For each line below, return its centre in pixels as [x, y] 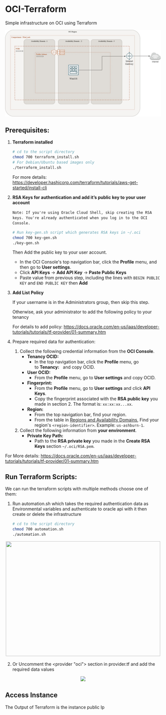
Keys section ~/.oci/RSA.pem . [64, 446]
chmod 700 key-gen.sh [34, 238]
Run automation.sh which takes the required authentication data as [80, 504]
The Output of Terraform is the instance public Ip [55, 707]
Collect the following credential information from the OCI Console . [87, 352]
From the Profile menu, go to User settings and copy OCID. [95, 378]
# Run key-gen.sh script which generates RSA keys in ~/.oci [77, 232]
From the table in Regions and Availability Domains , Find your [97, 420]
